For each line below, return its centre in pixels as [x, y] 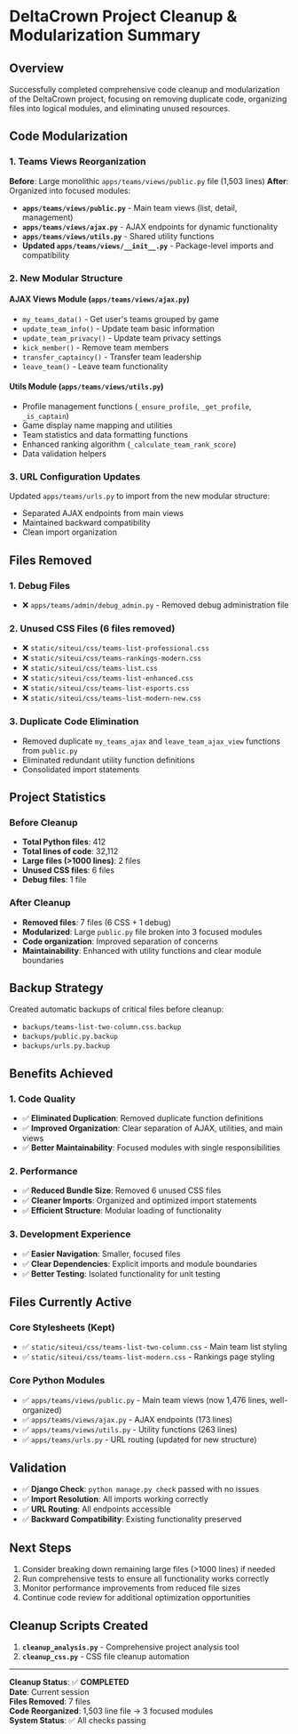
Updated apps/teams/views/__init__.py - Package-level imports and [148, 246]
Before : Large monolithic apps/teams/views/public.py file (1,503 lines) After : [149, 181]
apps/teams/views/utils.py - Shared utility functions [118, 236]
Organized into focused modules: [70, 190]
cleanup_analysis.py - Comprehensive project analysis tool [130, 1647]
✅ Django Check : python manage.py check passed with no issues [141, 1489]
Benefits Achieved [61, 1073]
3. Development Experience [70, 1234]
